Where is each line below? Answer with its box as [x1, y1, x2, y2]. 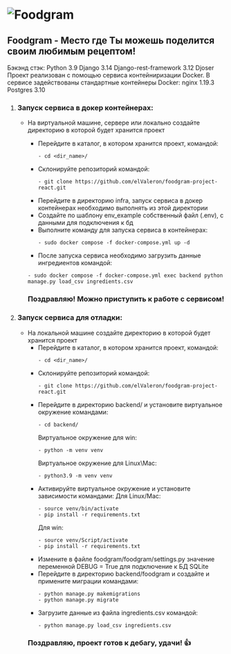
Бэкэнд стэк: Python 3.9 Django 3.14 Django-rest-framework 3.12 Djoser [7, 64, 214, 72]
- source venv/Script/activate [37, 536, 128, 543]
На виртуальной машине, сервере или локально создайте [27, 118, 201, 127]
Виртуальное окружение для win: [37, 433, 137, 442]
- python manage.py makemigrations [37, 590, 140, 597]
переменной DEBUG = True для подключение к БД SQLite [37, 562, 209, 570]
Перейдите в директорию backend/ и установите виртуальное [37, 400, 223, 408]
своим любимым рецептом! [7, 45, 136, 57]
